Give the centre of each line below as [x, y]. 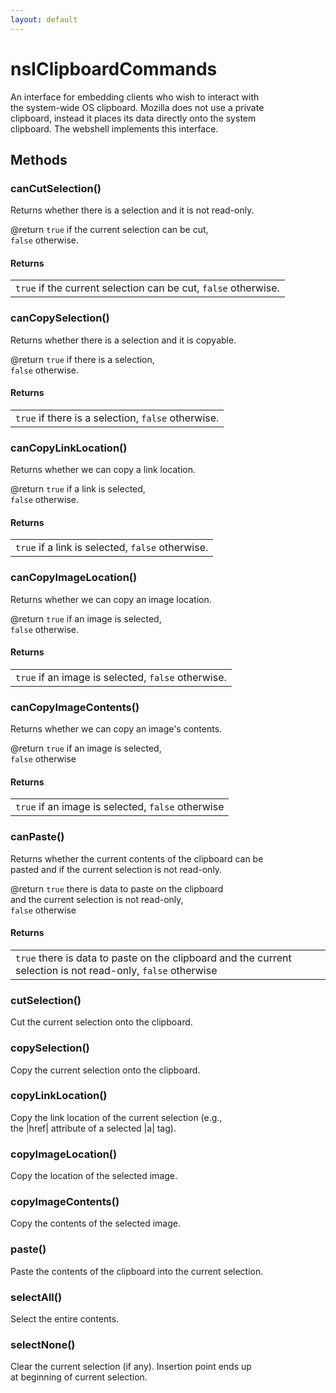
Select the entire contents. [65, 1319]
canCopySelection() [60, 318]
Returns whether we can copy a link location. [103, 470]
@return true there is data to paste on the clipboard [117, 888]
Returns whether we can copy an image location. [111, 599]
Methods [39, 159]
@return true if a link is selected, [78, 489]
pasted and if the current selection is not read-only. [116, 869]
